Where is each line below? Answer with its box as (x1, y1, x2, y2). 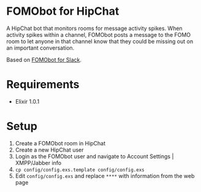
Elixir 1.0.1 (15, 98, 40, 105)
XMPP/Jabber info (15, 159, 62, 166)
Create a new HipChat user (15, 146, 84, 153)
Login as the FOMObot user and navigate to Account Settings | (15, 152, 174, 160)
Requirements (6, 78, 80, 91)
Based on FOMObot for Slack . (6, 56, 82, 63)
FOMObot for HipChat (6, 4, 119, 18)
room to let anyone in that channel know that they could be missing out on (6, 37, 194, 45)
